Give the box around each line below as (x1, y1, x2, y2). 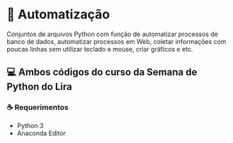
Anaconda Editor (16, 129, 67, 137)
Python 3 (16, 121, 44, 130)
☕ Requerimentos (6, 103, 69, 113)
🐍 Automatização (6, 6, 110, 23)
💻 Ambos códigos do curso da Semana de (6, 67, 198, 79)
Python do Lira (6, 81, 72, 93)
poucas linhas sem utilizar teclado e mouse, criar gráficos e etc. (6, 45, 193, 53)
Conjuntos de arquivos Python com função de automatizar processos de (6, 30, 219, 38)
